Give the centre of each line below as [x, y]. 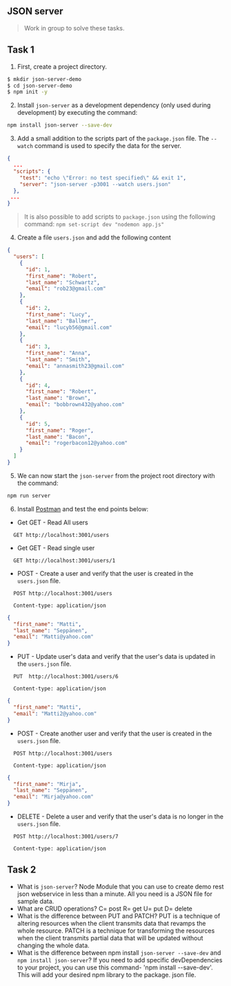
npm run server [29, 495]
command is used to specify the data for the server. [108, 146]
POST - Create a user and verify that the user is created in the [105, 573]
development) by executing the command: [77, 113]
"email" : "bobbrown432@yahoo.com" [75, 405]
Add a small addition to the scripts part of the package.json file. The [113, 138]
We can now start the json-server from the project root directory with [116, 475]
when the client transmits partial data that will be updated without [110, 938]
